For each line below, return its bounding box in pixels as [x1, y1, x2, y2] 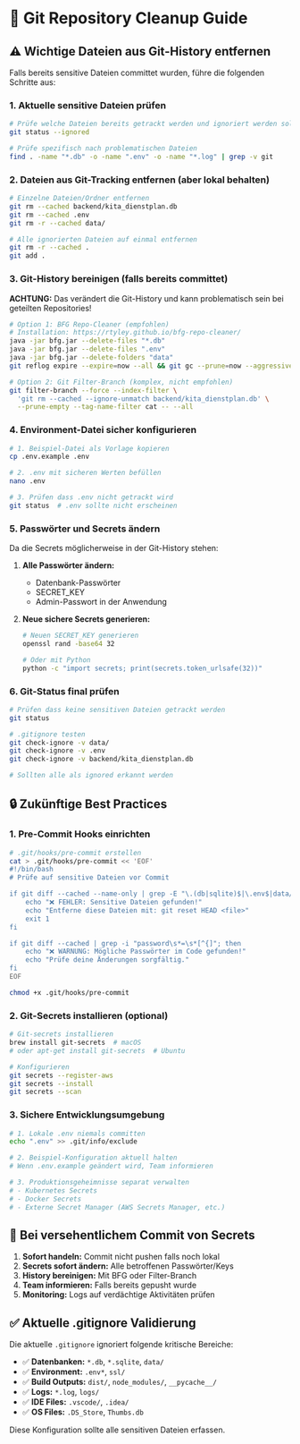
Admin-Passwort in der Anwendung [35, 597, 168, 607]
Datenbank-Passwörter [35, 577, 121, 589]
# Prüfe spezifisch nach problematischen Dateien [9, 144, 198, 153]
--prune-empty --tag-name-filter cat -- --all [17, 403, 194, 412]
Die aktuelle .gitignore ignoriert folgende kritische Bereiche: [9, 1339, 234, 1350]
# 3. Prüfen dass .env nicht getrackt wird [9, 493, 174, 502]
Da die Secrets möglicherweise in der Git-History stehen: [9, 543, 219, 554]
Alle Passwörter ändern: [21, 560, 115, 571]
